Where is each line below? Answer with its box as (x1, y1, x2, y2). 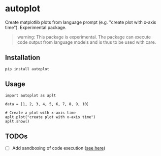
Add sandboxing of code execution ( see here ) (12, 145, 106, 151)
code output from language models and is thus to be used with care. (17, 39, 156, 45)
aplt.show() (5, 119, 30, 124)
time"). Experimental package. (5, 24, 66, 30)
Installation (5, 54, 40, 62)
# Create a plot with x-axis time (5, 110, 76, 115)
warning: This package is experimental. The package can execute (17, 34, 151, 40)
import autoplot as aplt (5, 93, 56, 98)
